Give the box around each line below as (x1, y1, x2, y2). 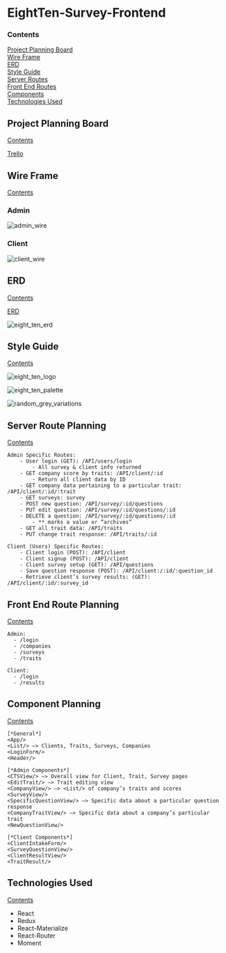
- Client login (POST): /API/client (19, 549, 127, 557)
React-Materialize (17, 924, 68, 932)
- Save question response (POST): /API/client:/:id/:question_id (19, 568, 213, 575)
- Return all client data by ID (32, 476, 127, 483)
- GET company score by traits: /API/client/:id (19, 470, 163, 477)
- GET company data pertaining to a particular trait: (19, 482, 182, 489)
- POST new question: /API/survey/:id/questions (19, 500, 163, 508)
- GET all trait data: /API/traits (19, 525, 123, 532)
